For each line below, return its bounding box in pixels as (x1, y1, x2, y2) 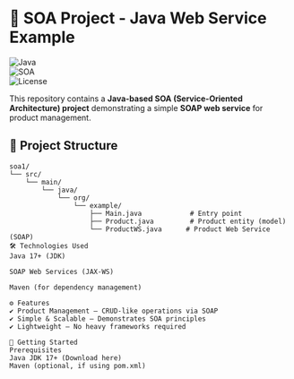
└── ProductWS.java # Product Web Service (89, 224, 271, 234)
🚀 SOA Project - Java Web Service (9, 8, 267, 29)
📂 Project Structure (9, 138, 118, 153)
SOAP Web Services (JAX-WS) (9, 267, 115, 276)
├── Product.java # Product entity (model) (89, 217, 287, 226)
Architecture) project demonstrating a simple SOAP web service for (9, 102, 264, 113)
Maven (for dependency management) (9, 282, 143, 292)
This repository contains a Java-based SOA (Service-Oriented (9, 93, 244, 104)
